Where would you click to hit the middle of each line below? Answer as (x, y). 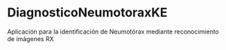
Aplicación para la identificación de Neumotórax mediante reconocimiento (113, 32)
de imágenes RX (31, 38)
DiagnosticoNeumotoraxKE (87, 13)
